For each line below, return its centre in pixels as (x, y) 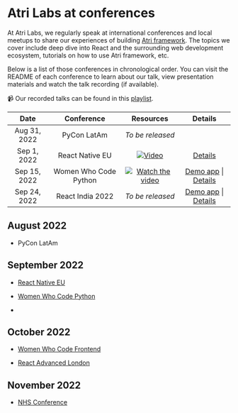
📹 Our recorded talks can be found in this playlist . (80, 98)
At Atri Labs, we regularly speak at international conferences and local (110, 33)
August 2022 (37, 226)
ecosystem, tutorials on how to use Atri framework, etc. (88, 55)
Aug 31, (28, 131)
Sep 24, (28, 192)
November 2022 (44, 385)
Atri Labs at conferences (81, 13)
